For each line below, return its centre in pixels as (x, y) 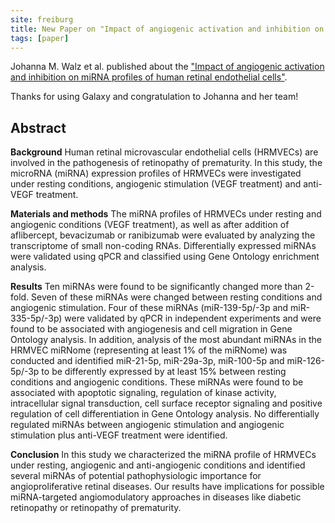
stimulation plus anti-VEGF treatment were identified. (119, 435)
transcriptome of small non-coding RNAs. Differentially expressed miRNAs (163, 246)
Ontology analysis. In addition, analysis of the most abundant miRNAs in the (166, 340)
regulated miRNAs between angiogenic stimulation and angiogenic (147, 425)
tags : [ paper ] (40, 38)
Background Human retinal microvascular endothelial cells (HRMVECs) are (164, 152)
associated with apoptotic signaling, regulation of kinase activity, (143, 393)
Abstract (38, 127)
